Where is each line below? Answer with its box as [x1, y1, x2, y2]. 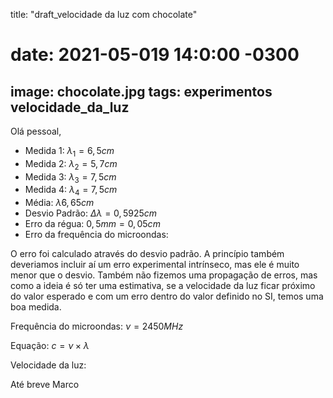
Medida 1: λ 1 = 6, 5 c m [24, 145, 115, 159]
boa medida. [10, 301, 62, 313]
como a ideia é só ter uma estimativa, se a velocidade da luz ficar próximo [10, 280, 316, 292]
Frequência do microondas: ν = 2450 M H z [10, 320, 184, 333]
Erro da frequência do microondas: [24, 229, 169, 241]
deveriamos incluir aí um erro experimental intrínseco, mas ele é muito [10, 259, 300, 271]
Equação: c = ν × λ [10, 340, 90, 352]
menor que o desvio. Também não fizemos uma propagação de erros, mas [10, 269, 318, 281]
